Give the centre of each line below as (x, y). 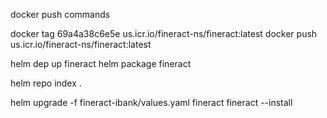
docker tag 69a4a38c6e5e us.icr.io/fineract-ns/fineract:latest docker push (164, 33)
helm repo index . (46, 83)
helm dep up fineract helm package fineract (101, 63)
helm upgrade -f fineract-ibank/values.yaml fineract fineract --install (151, 102)
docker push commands (60, 14)
